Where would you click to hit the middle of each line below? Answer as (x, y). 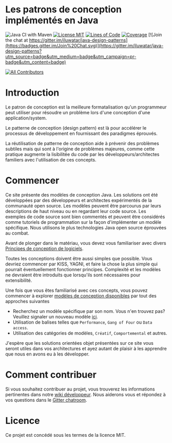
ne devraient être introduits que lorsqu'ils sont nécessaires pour (73, 275)
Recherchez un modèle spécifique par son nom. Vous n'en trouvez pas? (89, 311)
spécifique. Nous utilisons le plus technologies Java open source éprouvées (86, 227)
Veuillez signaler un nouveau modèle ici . (55, 316)
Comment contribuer (51, 375)
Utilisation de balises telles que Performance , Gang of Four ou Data (82, 322)
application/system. (26, 118)
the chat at (17, 40)
